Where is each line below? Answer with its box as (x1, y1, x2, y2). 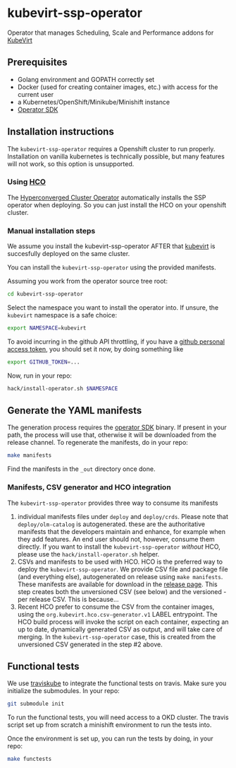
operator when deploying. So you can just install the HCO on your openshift (7, 200, 227, 209)
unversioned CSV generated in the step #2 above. (17, 640, 163, 648)
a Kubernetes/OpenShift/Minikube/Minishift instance (17, 98, 170, 106)
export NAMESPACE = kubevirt (7, 325, 87, 332)
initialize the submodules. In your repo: (7, 687, 120, 695)
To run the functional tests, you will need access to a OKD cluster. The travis (7, 713, 229, 722)
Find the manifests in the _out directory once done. (7, 465, 156, 473)
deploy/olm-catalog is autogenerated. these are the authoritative (17, 520, 206, 528)
